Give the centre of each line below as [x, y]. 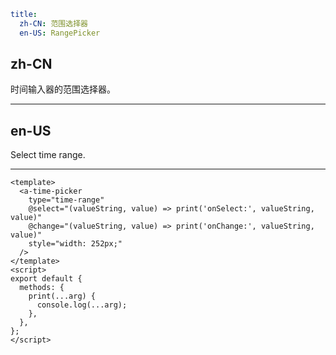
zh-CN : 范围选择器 [53, 23]
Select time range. [48, 155]
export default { [46, 279]
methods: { [42, 288]
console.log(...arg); [82, 305]
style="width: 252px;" [75, 244]
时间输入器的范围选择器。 [63, 89]
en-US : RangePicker [60, 33]
